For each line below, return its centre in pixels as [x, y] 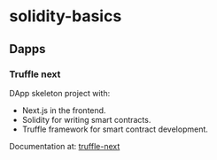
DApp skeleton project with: [60, 93]
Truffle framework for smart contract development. [115, 129]
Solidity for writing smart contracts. [86, 119]
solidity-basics [66, 16]
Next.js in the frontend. [64, 110]
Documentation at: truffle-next [65, 146]
